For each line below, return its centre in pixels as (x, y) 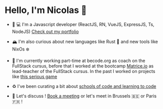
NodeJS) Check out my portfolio (45, 31)
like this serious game (34, 76)
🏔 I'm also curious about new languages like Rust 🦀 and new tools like (85, 41)
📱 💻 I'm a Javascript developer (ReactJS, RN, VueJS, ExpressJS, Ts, (83, 24)
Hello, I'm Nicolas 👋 (46, 10)
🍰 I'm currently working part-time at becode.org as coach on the (78, 60)
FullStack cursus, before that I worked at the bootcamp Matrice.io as (83, 66)
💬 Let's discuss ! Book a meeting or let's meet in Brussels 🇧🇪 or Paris (84, 96)
